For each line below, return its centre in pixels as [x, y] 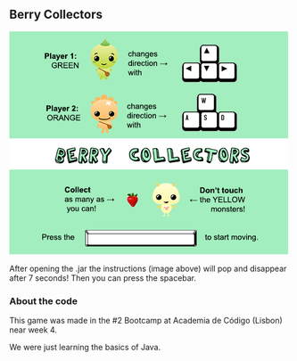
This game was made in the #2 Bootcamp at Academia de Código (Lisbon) [146, 321]
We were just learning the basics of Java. [85, 348]
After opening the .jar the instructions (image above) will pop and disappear [148, 268]
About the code [44, 300]
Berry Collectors [56, 15]
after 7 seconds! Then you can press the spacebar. [103, 278]
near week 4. [33, 330]
